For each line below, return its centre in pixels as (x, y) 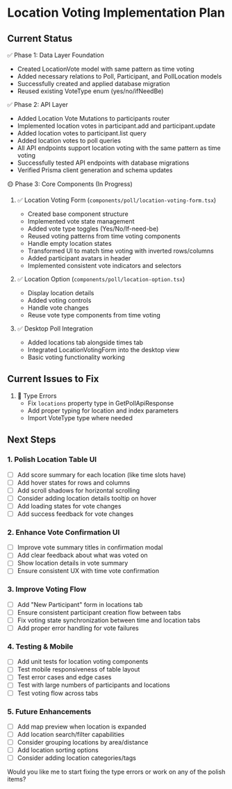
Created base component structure (78, 214)
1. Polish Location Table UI (52, 460)
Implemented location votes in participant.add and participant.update (116, 126)
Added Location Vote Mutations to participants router (93, 118)
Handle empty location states (70, 243)
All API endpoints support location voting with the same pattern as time (119, 148)
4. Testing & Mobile (40, 646)
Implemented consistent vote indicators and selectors (105, 266)
